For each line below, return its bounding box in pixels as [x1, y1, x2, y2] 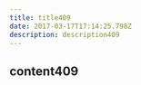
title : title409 [9, 13, 71, 23]
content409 [9, 63, 79, 79]
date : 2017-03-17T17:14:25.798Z [9, 22, 132, 31]
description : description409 [9, 30, 120, 39]
